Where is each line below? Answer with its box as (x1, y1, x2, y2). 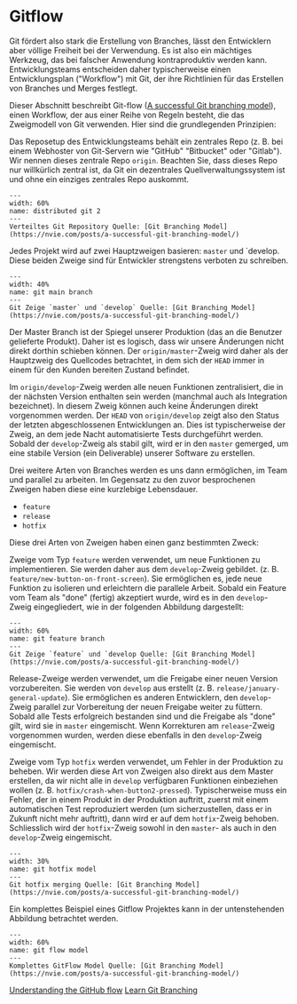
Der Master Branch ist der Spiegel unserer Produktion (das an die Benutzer (9, 326, 283, 337)
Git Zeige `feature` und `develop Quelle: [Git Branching (9, 649, 228, 658)
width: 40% (9, 280, 50, 289)
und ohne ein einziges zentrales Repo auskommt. (9, 173, 189, 184)
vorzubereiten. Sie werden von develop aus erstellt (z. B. (9, 682, 215, 693)
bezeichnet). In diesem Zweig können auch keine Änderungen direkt (9, 400, 259, 410)
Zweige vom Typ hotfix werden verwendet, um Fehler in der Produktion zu (9, 756, 284, 767)
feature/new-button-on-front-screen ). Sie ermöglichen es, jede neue (9, 573, 262, 584)
